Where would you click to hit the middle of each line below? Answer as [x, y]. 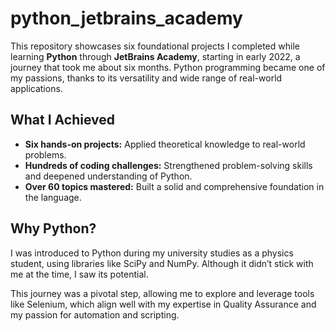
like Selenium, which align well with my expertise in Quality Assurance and [163, 304]
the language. [53, 197]
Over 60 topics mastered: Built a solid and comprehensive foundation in [174, 186]
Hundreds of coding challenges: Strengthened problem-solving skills [168, 165]
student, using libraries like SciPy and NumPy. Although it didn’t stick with [162, 263]
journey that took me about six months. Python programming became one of [168, 67]
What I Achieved [62, 120]
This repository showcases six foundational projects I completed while [155, 46]
